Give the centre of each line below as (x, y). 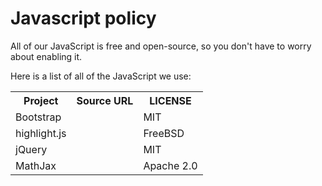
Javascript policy (83, 18)
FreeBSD (164, 133)
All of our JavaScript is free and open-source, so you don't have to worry (161, 46)
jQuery (31, 149)
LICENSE (170, 100)
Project (41, 100)
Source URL (105, 100)
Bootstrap (38, 117)
